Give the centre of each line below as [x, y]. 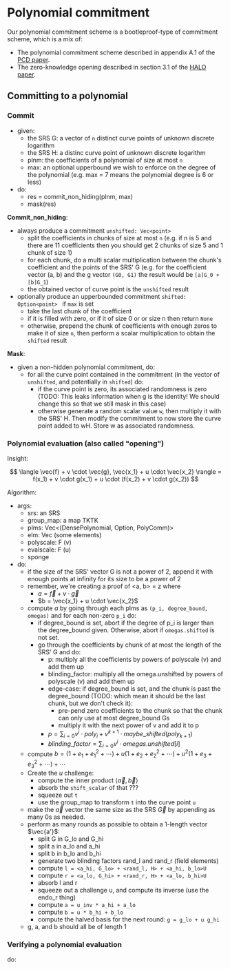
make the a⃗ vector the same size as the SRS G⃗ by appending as [121, 809]
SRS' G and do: [59, 652]
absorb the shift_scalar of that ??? [88, 787]
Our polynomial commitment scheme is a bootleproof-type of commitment [113, 32]
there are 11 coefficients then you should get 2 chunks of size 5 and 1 [125, 245]
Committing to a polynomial [68, 96]
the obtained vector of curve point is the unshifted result [108, 289]
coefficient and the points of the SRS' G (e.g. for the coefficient [117, 267]
